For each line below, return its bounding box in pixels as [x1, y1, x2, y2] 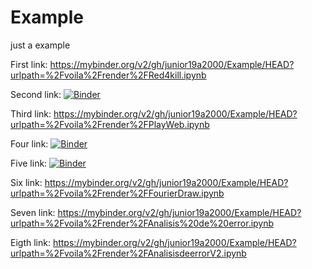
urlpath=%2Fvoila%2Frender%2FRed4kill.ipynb [10, 69, 207, 81]
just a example [10, 39, 71, 51]
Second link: [10, 88, 62, 100]
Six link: [10, 176, 43, 188]
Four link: [10, 137, 49, 150]
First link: [10, 58, 48, 70]
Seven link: [10, 206, 56, 218]
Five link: [10, 157, 48, 169]
